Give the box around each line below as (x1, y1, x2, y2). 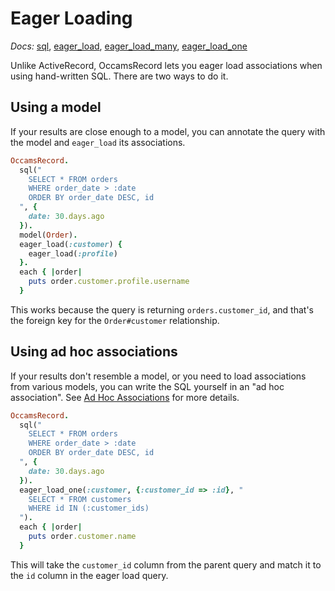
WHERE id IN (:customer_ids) (28, 503, 150, 514)
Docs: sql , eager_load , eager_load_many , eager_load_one (10, 40, 248, 52)
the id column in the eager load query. (10, 569, 169, 581)
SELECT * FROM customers (28, 494, 132, 504)
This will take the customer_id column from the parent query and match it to (10, 558, 322, 571)
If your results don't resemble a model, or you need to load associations (10, 370, 307, 382)
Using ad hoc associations (10, 343, 178, 361)
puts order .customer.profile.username (28, 277, 190, 287)
